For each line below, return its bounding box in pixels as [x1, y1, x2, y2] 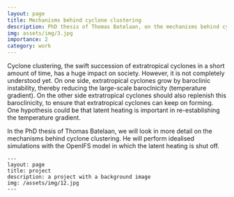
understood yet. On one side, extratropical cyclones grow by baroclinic [7, 77, 211, 84]
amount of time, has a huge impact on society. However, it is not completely [7, 69, 225, 77]
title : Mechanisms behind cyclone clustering [7, 17, 141, 24]
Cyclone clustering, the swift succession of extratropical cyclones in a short [7, 62, 225, 70]
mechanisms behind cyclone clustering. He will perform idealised [7, 134, 195, 143]
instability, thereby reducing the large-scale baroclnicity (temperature [7, 84, 207, 92]
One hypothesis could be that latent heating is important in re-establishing [7, 106, 221, 114]
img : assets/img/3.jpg [7, 29, 73, 37]
